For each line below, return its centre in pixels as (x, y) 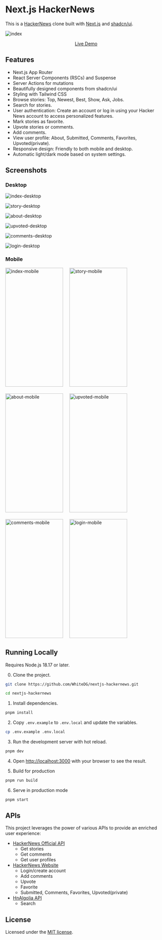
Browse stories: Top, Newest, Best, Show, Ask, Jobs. (68, 99)
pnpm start (17, 800)
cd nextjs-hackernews (28, 693)
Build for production (34, 771)
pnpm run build (22, 780)
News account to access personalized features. (63, 116)
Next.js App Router (33, 72)
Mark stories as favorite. (38, 121)
